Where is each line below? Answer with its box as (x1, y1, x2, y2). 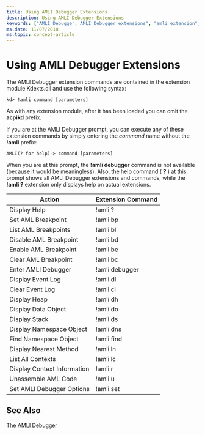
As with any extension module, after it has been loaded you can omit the (6, 108, 188, 115)
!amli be (95, 245, 119, 254)
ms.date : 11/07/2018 (6, 26, 59, 32)
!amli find (95, 335, 122, 343)
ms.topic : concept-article (6, 32, 75, 38)
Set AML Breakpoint (9, 215, 67, 224)
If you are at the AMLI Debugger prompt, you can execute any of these (6, 126, 184, 133)
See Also (6, 405, 41, 416)
